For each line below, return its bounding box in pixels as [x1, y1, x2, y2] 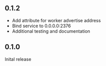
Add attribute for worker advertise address [12, 17, 101, 23]
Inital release [5, 56, 31, 62]
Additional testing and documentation [12, 28, 90, 34]
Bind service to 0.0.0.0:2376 [12, 23, 71, 29]
